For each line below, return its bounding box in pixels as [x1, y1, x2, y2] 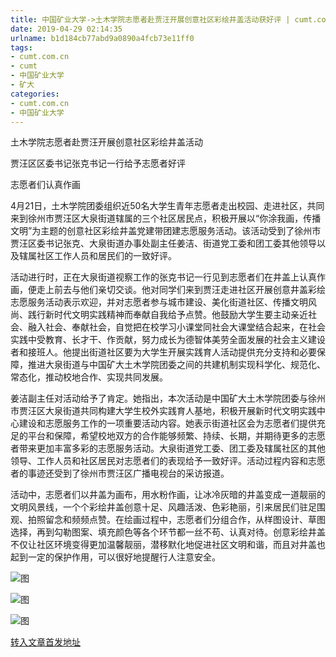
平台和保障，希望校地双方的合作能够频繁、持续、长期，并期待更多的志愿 [27, 430, 326, 442]
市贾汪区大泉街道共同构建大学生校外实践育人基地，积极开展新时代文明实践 [10, 405, 317, 417]
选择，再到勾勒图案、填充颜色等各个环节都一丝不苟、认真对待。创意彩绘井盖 [10, 526, 326, 538]
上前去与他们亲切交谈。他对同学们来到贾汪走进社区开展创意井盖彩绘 [44, 284, 326, 296]
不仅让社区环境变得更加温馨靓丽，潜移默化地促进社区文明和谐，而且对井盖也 [10, 539, 326, 551]
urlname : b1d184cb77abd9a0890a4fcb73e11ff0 [10, 33, 195, 43]
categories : [10, 89, 60, 99]
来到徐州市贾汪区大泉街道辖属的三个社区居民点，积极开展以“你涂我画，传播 [10, 212, 322, 225]
